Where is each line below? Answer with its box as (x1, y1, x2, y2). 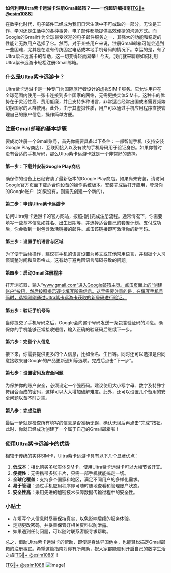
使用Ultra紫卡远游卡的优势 (5, 440, 70, 447)
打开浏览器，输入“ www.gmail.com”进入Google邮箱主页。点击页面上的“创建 (5, 282, 163, 288)
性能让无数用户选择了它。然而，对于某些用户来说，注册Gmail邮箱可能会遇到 (5, 40, 164, 46)
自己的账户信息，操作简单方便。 (9, 112, 77, 118)
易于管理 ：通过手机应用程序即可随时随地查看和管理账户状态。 (12, 482, 142, 488)
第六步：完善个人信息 (5, 339, 50, 345)
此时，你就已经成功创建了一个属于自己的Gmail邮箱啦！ (5, 426, 120, 432)
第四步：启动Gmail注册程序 (5, 269, 63, 276)
